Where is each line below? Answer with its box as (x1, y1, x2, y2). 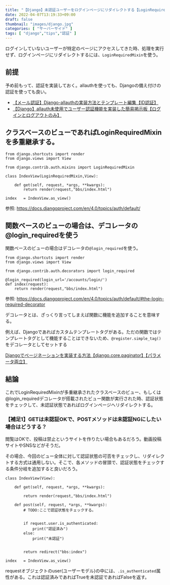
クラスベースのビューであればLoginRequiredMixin (5, 128, 162, 137)
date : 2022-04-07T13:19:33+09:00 (5, 12, 76, 17)
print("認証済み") (32, 526, 68, 531)
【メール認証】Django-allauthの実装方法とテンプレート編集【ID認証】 (12, 99, 158, 105)
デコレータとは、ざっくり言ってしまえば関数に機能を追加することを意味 (5, 312, 156, 318)
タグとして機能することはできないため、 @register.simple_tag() (27, 335, 161, 341)
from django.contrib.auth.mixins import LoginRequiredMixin (5, 165, 135, 170)
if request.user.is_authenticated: (23, 521, 99, 526)
